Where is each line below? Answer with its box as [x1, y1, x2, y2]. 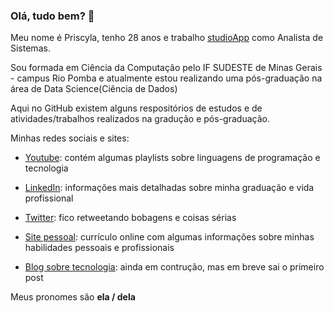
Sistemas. [10, 42, 51, 54]
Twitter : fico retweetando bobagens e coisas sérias [24, 212, 237, 224]
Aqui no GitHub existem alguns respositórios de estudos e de [10, 102, 263, 114]
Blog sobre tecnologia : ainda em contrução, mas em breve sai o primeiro [24, 261, 325, 273]
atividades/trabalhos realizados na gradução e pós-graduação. [10, 113, 270, 125]
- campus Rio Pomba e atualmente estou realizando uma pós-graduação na [10, 72, 323, 84]
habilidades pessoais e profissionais [24, 242, 175, 254]
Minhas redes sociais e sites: [10, 132, 130, 144]
